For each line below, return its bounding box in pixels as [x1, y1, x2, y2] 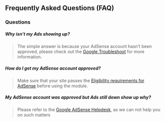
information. [17, 54, 42, 60]
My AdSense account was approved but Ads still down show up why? [5, 94, 152, 100]
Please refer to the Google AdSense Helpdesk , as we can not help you [17, 107, 161, 113]
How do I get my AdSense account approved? [5, 65, 101, 71]
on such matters [17, 112, 51, 118]
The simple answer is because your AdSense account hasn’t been [17, 43, 152, 49]
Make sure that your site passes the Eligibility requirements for [17, 78, 145, 83]
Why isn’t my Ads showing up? [5, 31, 70, 37]
